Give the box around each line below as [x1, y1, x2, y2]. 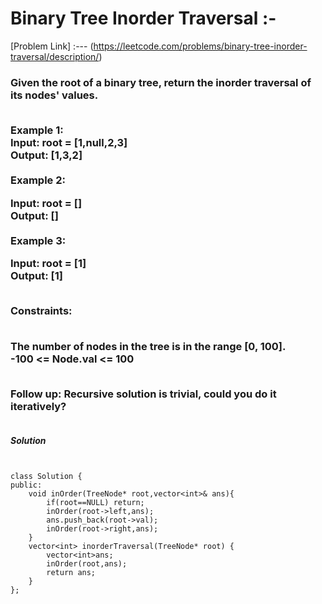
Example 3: [10, 233, 67, 247]
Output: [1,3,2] [10, 148, 83, 162]
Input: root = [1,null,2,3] [10, 136, 128, 150]
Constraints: [10, 304, 73, 318]
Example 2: [10, 173, 66, 187]
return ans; [46, 568, 97, 578]
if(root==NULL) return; [46, 498, 145, 508]
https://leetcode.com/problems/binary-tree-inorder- [93, 40, 308, 52]
